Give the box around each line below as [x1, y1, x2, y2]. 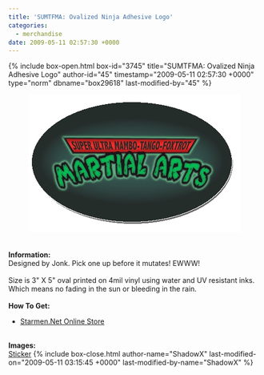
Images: [8, 341, 36, 350]
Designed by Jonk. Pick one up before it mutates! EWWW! [8, 259, 200, 268]
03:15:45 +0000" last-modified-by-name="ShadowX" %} [64, 357, 254, 368]
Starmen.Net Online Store [19, 317, 105, 326]
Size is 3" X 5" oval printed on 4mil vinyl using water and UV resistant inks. [8, 276, 255, 285]
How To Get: [8, 301, 50, 311]
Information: [8, 250, 51, 260]
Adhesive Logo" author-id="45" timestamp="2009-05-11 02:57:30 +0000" [8, 70, 254, 79]
